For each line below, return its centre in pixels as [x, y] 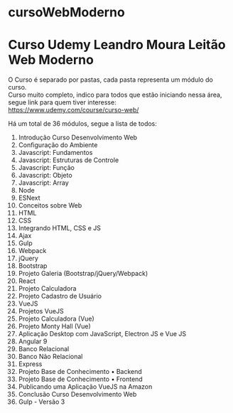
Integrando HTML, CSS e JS [60, 228]
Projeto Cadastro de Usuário [60, 296]
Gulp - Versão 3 [42, 402]
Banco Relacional [44, 349]
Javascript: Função [47, 168]
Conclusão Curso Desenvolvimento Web [77, 395]
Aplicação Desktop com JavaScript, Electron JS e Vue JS [102, 334]
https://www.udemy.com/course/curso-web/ [74, 110]
